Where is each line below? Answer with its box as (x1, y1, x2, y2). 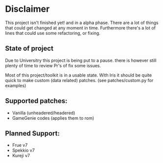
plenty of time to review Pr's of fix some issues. (5, 62, 101, 68)
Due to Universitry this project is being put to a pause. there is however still (5, 57, 157, 63)
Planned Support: (5, 129, 60, 137)
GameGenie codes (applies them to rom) (12, 115, 94, 121)
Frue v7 (12, 142, 28, 148)
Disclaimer (5, 3, 50, 15)
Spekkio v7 (12, 147, 35, 153)
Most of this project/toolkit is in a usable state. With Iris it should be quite (5, 72, 152, 78)
